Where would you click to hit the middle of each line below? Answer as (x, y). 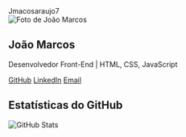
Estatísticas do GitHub (66, 105)
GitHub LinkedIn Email (45, 80)
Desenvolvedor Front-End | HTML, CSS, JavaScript (93, 64)
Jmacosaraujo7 (34, 11)
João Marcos (42, 45)
